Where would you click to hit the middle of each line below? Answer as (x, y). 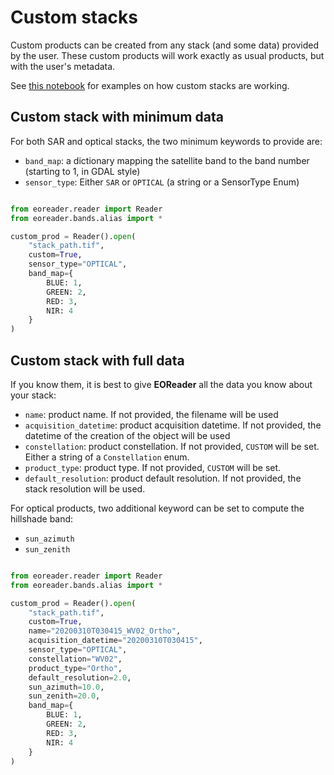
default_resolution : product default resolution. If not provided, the (163, 478)
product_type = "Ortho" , (75, 668)
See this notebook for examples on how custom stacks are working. (150, 85)
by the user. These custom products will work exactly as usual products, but (167, 55)
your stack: (33, 395)
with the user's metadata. (63, 66)
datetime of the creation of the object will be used (127, 435)
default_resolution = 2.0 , (80, 677)
